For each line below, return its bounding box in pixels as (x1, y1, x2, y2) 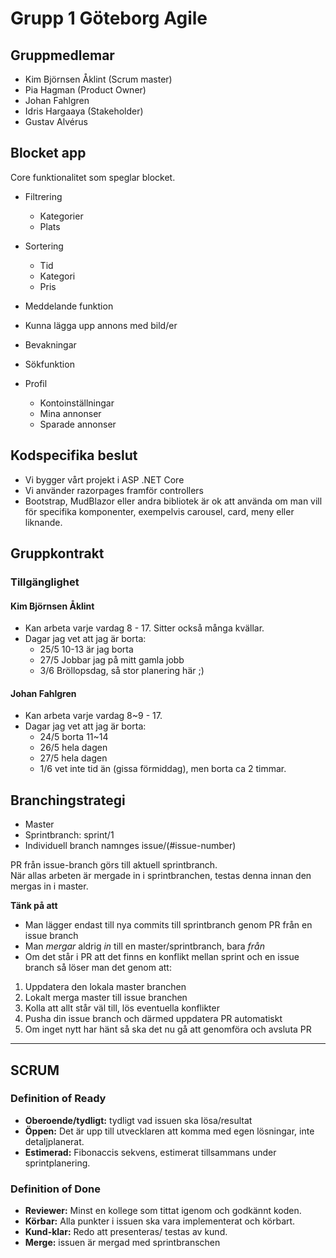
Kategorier (39, 210, 84, 222)
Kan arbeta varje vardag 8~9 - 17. (24, 710, 163, 722)
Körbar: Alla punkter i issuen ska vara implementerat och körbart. (24, 1215, 296, 1227)
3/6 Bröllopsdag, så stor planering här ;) (39, 665, 205, 677)
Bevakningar (24, 338, 77, 351)
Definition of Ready (10, 1092, 107, 1106)
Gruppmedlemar (10, 47, 115, 64)
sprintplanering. (24, 1157, 91, 1169)
